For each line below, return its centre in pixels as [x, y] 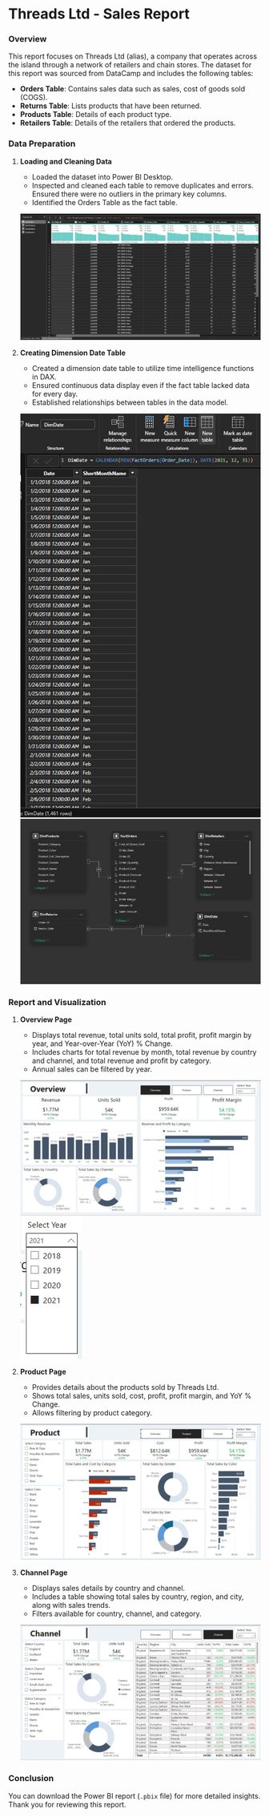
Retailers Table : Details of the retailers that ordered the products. [128, 123]
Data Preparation [42, 143]
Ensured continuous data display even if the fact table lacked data [141, 386]
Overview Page [46, 1020]
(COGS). [34, 98]
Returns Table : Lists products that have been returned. [110, 106]
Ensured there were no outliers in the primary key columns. [129, 194]
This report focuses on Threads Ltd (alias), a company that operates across [133, 56]
